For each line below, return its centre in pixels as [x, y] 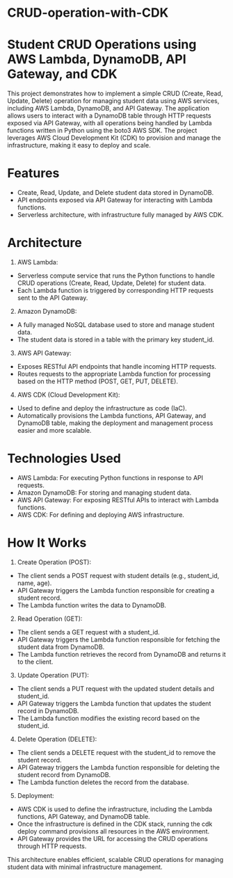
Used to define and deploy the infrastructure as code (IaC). [102, 408]
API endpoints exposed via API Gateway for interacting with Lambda [115, 200]
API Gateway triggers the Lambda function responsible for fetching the [119, 639]
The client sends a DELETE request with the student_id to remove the [116, 752]
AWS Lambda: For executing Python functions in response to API [110, 477]
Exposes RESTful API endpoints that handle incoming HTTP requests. [117, 366]
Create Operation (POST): [54, 562]
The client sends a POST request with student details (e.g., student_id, [118, 575]
